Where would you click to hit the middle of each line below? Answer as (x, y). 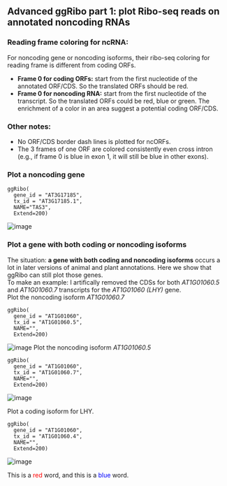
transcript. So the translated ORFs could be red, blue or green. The (113, 101)
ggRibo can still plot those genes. (55, 275)
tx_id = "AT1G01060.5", (48, 322)
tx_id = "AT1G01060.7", (48, 372)
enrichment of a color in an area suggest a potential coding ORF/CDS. (118, 108)
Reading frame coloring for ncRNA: (68, 43)
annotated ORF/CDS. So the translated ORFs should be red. (103, 86)
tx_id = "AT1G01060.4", (48, 436)
